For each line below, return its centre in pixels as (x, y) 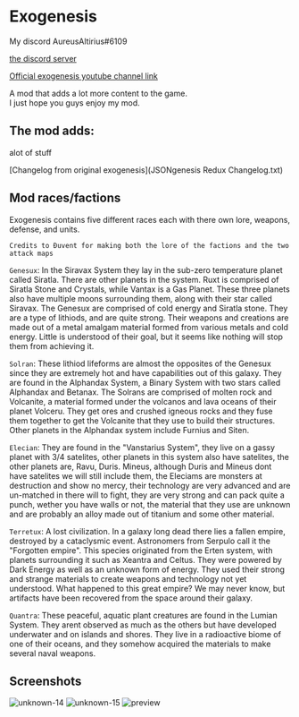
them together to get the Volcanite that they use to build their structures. (142, 420)
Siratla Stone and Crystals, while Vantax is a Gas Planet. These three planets (149, 289)
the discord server (43, 58)
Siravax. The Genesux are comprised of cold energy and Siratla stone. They (149, 308)
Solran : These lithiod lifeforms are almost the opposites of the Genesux (141, 363)
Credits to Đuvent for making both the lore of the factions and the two (149, 245)
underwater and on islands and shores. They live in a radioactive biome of (145, 634)
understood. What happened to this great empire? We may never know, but (147, 588)
